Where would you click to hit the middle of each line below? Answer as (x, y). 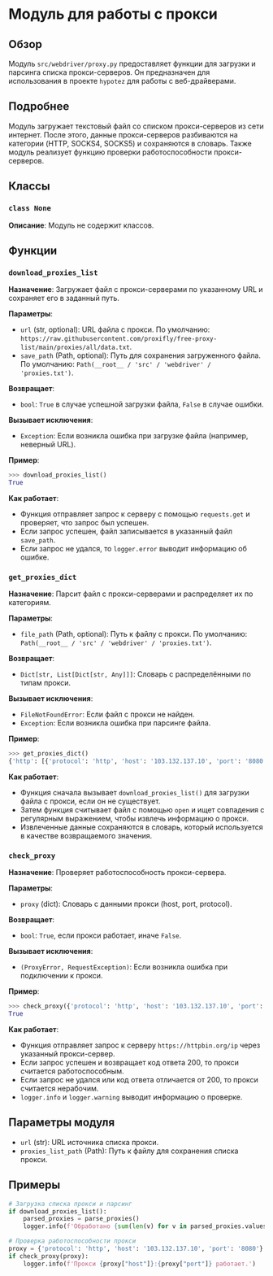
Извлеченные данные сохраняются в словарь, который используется (141, 827)
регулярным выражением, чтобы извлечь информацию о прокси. (134, 818)
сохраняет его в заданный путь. (64, 298)
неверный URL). (48, 445)
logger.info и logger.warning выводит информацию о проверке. (131, 1097)
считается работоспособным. (72, 1071)
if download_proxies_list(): (58, 1211)
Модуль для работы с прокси (113, 14)
